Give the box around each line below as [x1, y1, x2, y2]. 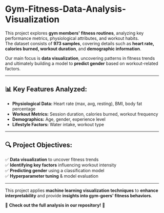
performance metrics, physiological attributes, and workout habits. [5, 35, 139, 41]
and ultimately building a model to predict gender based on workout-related [5, 60, 159, 66]
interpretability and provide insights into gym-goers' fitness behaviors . [5, 192, 152, 198]
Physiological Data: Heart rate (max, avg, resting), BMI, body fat [12, 101, 143, 106]
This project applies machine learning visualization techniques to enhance [5, 187, 159, 193]
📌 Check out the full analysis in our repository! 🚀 [5, 202, 105, 208]
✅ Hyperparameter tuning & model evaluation [5, 173, 99, 179]
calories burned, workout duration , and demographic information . [5, 46, 142, 52]
